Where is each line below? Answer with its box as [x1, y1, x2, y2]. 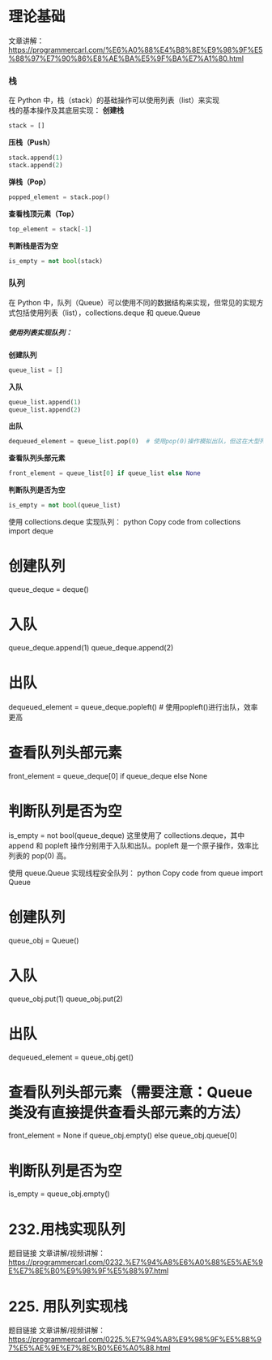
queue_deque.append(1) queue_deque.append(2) [8, 642, 174, 652]
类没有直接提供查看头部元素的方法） [8, 1103, 250, 1121]
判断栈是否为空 [8, 240, 58, 250]
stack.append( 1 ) [8, 153, 63, 162]
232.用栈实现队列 [8, 1220, 125, 1238]
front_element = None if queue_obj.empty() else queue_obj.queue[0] [8, 1130, 237, 1141]
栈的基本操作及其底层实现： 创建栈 [8, 106, 124, 115]
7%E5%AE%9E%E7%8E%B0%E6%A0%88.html [8, 1343, 172, 1353]
